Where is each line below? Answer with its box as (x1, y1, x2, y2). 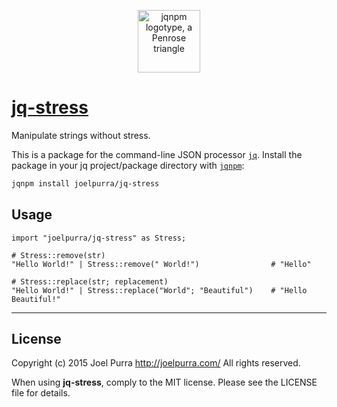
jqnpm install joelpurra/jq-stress (11, 178, 160, 189)
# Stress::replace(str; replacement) (11, 276, 169, 287)
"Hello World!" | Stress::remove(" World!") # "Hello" (11, 259, 312, 269)
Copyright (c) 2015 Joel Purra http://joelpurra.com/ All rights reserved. (11, 357, 301, 369)
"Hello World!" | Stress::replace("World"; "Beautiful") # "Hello (11, 285, 308, 295)
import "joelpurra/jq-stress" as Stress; (11, 233, 187, 243)
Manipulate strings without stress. (11, 129, 151, 141)
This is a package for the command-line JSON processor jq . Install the (11, 148, 303, 160)
